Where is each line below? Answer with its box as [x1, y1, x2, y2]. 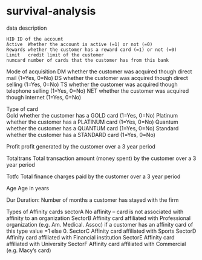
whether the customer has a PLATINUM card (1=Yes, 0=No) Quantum [6, 118, 178, 125]
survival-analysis [6, 4, 96, 18]
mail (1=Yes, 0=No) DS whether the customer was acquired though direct [6, 74, 189, 81]
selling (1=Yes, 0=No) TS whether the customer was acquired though [6, 81, 178, 88]
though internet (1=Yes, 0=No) [6, 93, 82, 101]
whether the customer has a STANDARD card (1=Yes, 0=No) [6, 131, 155, 138]
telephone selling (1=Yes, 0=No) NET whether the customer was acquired [6, 87, 189, 95]
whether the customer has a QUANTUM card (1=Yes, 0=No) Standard [6, 124, 179, 132]
